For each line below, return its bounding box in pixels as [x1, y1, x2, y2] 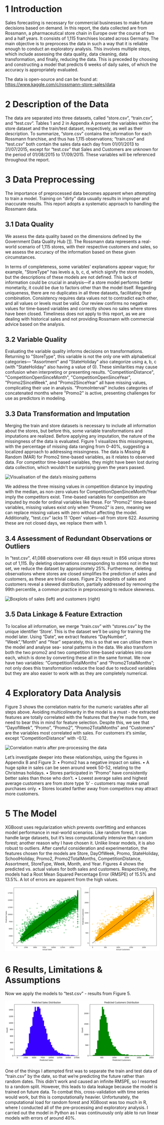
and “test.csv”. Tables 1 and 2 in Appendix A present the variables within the [5, 120, 159, 126]
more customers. [5, 791, 40, 797]
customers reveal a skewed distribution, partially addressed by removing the [5, 581, 160, 587]
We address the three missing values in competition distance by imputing [5, 483, 153, 490]
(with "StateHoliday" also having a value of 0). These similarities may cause [5, 364, 158, 370]
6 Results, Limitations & [5, 964, 103, 975]
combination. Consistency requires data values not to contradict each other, [5, 295, 158, 301]
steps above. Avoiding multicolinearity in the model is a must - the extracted [5, 709, 159, 715]
